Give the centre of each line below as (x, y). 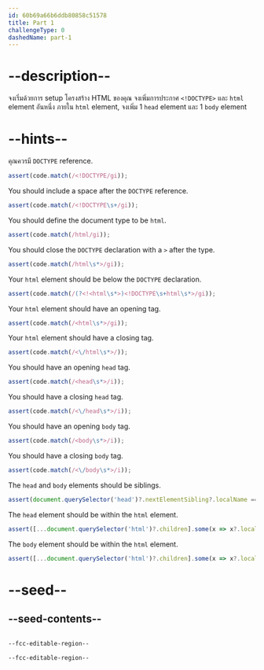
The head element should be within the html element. (93, 514)
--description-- (60, 76)
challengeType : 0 (37, 30)
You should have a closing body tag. (66, 455)
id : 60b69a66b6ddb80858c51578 (58, 15)
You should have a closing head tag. (66, 397)
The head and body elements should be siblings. (84, 485)
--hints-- (38, 139)
